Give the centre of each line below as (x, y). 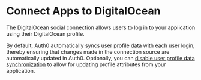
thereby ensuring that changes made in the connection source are (88, 51)
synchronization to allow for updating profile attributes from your (86, 64)
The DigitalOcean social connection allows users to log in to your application (101, 27)
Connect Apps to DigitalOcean (83, 11)
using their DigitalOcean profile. (46, 33)
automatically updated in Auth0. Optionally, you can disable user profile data (100, 58)
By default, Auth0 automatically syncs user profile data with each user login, (100, 45)
